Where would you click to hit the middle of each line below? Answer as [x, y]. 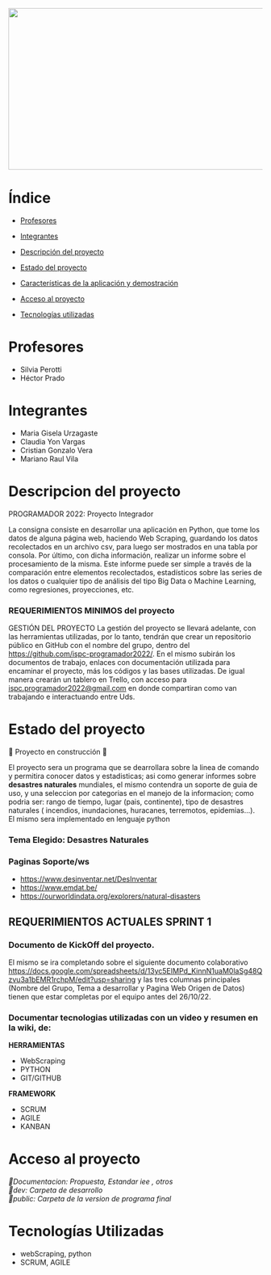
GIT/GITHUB [41, 1078]
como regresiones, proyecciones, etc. [71, 589]
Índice [29, 198]
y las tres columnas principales [188, 979]
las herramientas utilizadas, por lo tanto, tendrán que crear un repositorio [130, 637]
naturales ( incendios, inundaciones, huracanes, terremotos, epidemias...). [132, 810]
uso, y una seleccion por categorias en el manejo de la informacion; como [131, 793]
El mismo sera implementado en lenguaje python [90, 818]
